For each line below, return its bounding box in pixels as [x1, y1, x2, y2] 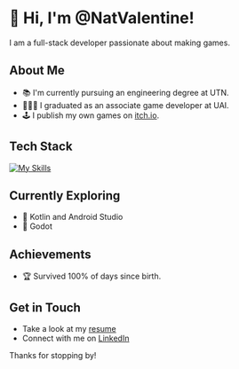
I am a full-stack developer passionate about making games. [9, 37, 231, 48]
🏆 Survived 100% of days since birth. [21, 271, 162, 282]
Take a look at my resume [21, 324, 117, 334]
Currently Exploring [9, 188, 121, 203]
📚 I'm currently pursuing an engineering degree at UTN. [21, 87, 229, 98]
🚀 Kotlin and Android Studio [21, 212, 123, 223]
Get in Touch [9, 300, 82, 315]
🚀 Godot [21, 221, 53, 232]
